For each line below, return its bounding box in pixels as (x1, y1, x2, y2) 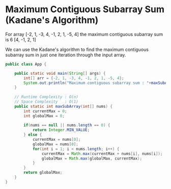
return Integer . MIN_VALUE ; (32, 128, 90, 133)
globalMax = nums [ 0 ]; (32, 141, 79, 147)
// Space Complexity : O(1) (14, 99, 79, 105)
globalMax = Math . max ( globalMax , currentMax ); (41, 156, 142, 161)
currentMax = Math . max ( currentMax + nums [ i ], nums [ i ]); (41, 151, 163, 156)
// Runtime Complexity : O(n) (14, 94, 79, 100)
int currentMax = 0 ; (23, 108, 67, 114)
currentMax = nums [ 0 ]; (32, 137, 81, 142)
